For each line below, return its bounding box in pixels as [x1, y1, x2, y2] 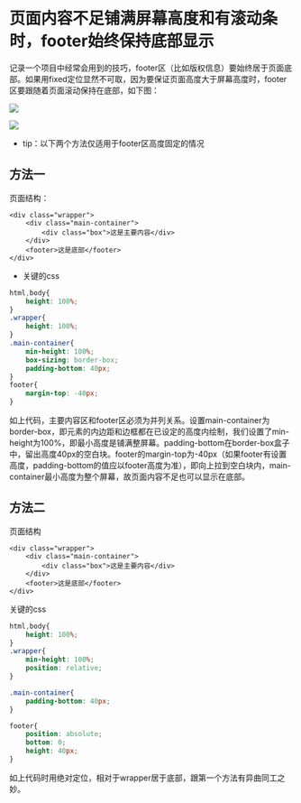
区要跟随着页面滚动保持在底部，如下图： [9, 85, 160, 96]
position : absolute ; [25, 730, 103, 739]
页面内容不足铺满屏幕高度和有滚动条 [9, 8, 278, 29]
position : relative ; [25, 664, 103, 673]
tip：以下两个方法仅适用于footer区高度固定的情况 [22, 137, 205, 149]
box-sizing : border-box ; [25, 355, 119, 365]
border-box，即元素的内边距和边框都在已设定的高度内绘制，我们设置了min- [9, 426, 290, 437]
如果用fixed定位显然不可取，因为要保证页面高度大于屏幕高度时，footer [24, 73, 287, 84]
